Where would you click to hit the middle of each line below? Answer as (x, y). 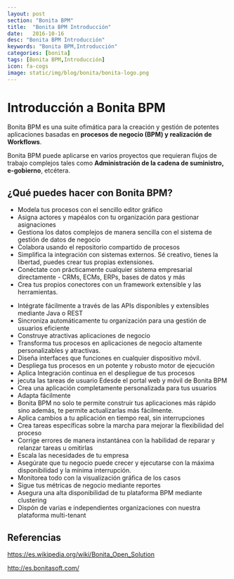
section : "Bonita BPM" (40, 20)
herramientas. (38, 292)
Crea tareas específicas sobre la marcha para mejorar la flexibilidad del (121, 425)
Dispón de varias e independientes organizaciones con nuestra (109, 508)
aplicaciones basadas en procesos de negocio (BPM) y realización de (110, 135)
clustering (32, 500)
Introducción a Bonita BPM (86, 107)
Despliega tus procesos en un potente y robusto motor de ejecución (116, 366)
